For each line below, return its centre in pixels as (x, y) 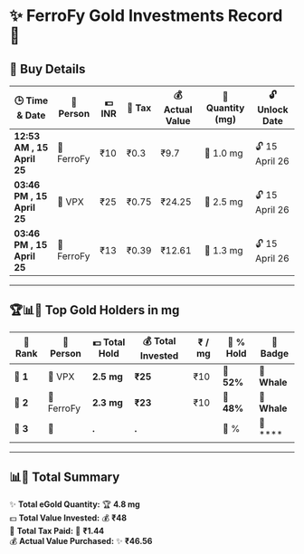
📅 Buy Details (47, 69)
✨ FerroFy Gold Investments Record (146, 16)
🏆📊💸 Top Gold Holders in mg (95, 310)
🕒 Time (31, 100)
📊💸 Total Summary (65, 478)
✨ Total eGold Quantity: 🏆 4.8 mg (75, 504)
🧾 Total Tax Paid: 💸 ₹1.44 (57, 530)
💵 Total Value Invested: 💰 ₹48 (68, 518)
